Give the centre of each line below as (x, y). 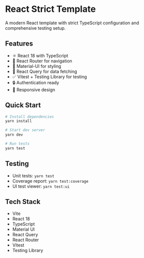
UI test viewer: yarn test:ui (41, 186)
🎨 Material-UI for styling (37, 66)
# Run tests (17, 144)
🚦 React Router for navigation (42, 61)
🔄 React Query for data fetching (45, 71)
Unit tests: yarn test (33, 176)
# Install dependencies (30, 117)
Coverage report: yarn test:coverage (50, 181)
